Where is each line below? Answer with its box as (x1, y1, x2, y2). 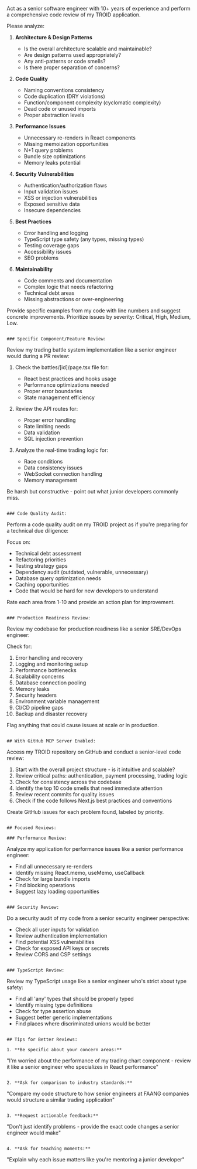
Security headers (15, 691, 57, 698)
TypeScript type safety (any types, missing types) (23, 236, 144, 243)
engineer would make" (6, 1129, 61, 1136)
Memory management (23, 477, 78, 483)
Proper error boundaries (23, 388, 82, 394)
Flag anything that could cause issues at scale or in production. (6, 722, 160, 728)
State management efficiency (23, 394, 95, 401)
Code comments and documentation (23, 277, 112, 284)
